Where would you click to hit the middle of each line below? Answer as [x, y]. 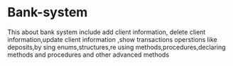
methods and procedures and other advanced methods [88, 55]
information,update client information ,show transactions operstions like [113, 39]
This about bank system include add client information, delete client [107, 32]
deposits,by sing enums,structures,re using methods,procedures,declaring [116, 47]
